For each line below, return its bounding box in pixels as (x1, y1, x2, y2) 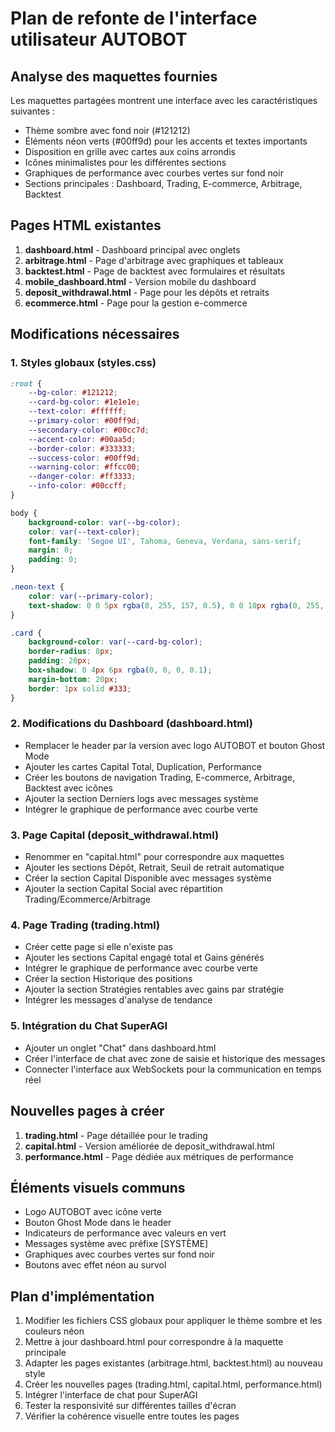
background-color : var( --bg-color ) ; (28, 517, 182, 527)
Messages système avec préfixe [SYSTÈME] (24, 1238, 209, 1250)
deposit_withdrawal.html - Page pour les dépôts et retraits (24, 286, 270, 298)
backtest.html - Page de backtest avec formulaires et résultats (24, 265, 286, 277)
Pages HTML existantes (10, 217, 162, 234)
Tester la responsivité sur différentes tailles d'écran (24, 1400, 237, 1412)
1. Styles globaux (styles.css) (10, 356, 157, 370)
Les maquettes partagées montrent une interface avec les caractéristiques (10, 95, 318, 106)
